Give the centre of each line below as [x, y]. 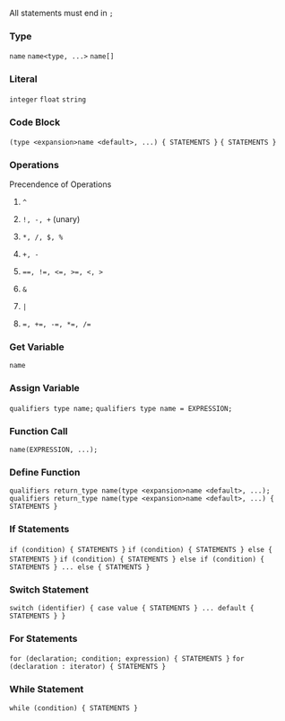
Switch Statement [49, 590]
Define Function [45, 472]
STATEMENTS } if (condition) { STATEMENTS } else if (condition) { [137, 559]
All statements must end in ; [61, 13]
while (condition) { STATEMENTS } [74, 708]
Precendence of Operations [60, 184]
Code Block [35, 122]
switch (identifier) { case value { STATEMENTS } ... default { [132, 608]
